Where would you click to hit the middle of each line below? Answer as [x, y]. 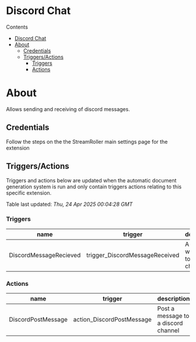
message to [173, 316]
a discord [170, 323]
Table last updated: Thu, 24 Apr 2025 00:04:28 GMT [69, 204]
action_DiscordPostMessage [112, 320]
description [174, 299]
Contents [17, 27]
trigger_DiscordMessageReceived [133, 255]
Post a [166, 309]
